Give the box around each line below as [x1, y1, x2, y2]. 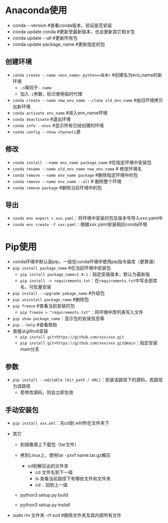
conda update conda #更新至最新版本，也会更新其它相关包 [12, 28, 135, 34]
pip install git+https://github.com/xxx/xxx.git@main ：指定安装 [20, 340, 158, 346]
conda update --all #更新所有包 [12, 35, 78, 41]
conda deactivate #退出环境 [12, 116, 71, 122]
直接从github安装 [12, 328, 48, 334]
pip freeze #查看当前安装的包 [12, 303, 75, 309]
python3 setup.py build [20, 492, 69, 498]
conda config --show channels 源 [12, 128, 81, 134]
